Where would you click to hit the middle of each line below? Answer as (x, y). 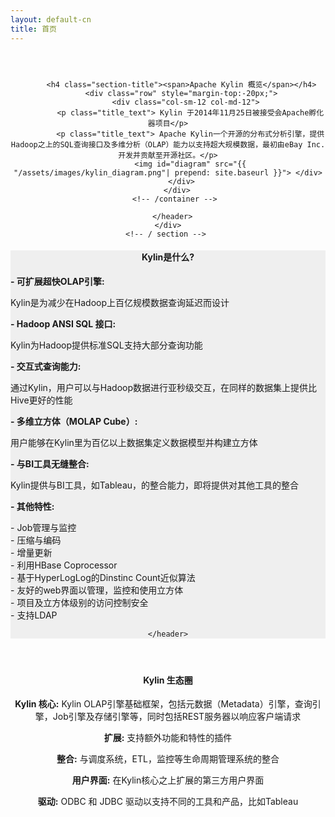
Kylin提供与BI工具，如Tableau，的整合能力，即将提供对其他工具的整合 (155, 485)
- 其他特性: (32, 506)
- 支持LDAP (34, 615)
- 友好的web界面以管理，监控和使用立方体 (97, 590)
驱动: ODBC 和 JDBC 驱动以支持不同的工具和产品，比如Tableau (168, 802)
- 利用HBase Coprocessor (64, 565)
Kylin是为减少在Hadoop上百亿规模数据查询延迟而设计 (120, 302)
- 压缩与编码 (36, 540)
